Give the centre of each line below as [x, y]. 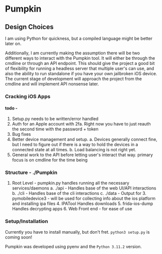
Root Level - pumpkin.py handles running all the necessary [71, 183]
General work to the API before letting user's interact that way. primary [82, 155]
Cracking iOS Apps [28, 96]
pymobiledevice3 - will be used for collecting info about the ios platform [84, 198]
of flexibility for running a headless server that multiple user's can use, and [80, 68]
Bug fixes [22, 134]
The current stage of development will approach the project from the [74, 79]
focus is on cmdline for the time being [50, 160]
